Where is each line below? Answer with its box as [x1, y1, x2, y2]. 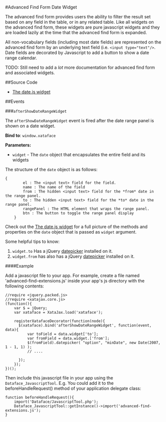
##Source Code [5, 79, 38, 85]
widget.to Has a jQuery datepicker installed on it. [12, 248, 113, 254]
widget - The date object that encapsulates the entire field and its [12, 152, 146, 157]
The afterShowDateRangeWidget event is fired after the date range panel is [5, 118, 155, 123]
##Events [5, 98, 25, 104]
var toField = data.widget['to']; [27, 331, 99, 336]
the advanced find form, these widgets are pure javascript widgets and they [5, 24, 160, 30]
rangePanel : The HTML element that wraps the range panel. [23, 206, 150, 211]
